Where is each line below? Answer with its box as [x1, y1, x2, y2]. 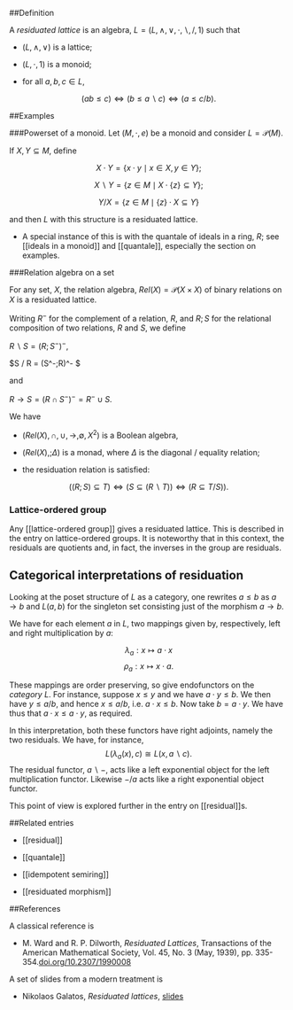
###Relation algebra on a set [9, 268, 115, 277]
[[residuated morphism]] [21, 886, 112, 897]
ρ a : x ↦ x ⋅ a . [123, 660, 174, 673]
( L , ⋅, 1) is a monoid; [21, 59, 92, 69]
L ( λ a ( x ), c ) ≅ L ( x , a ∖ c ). [104, 749, 193, 761]
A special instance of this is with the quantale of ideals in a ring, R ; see [21, 231, 280, 242]
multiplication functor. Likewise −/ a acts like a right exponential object [9, 774, 265, 785]
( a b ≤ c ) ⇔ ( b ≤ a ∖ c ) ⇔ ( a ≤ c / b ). [81, 93, 217, 104]
